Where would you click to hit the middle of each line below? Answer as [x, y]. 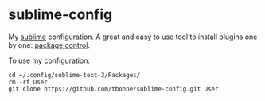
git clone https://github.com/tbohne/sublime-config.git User [113, 89]
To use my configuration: [49, 60]
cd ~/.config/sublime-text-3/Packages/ [74, 75]
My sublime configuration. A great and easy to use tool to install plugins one [133, 37]
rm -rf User [28, 82]
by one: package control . [49, 45]
